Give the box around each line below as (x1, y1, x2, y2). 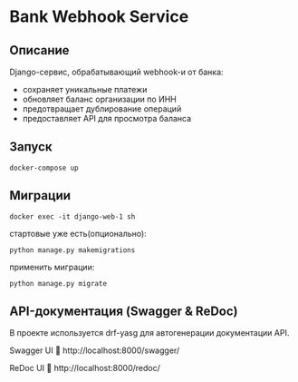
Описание (9, 43, 70, 58)
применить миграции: (9, 261, 95, 272)
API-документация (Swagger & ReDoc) (9, 304, 238, 319)
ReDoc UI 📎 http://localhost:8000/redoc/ (9, 363, 161, 374)
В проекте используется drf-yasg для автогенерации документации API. (9, 328, 290, 338)
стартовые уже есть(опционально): (9, 228, 147, 239)
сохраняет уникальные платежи (22, 84, 148, 94)
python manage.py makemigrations (9, 245, 136, 255)
